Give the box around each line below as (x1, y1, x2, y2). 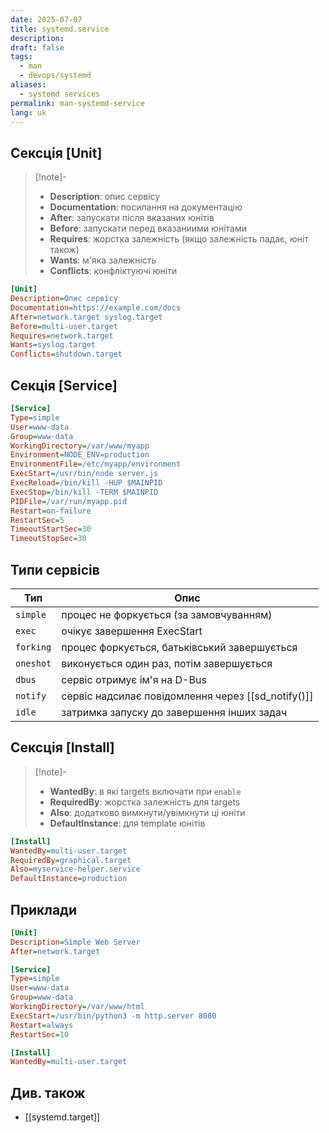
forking (15, 641, 52, 653)
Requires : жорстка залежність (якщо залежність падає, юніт (49, 233, 309, 245)
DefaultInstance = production (10, 874, 128, 884)
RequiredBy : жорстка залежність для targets (49, 796, 241, 808)
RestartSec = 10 (10, 1029, 70, 1040)
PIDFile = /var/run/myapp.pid (10, 496, 128, 506)
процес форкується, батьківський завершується (61, 640, 298, 654)
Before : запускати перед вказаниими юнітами (49, 222, 247, 235)
